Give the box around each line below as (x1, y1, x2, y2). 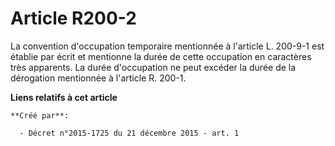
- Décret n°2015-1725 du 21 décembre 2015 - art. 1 (19, 128, 240, 138)
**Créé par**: (10, 110, 70, 121)
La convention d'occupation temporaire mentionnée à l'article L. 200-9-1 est (10, 40, 325, 52)
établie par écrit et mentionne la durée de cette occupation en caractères (10, 50, 312, 62)
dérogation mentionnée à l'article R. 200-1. (10, 72, 187, 84)
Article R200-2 (10, 7, 137, 30)
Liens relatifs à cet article (10, 91, 118, 103)
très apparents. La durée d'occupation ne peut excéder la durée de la (10, 61, 297, 73)
